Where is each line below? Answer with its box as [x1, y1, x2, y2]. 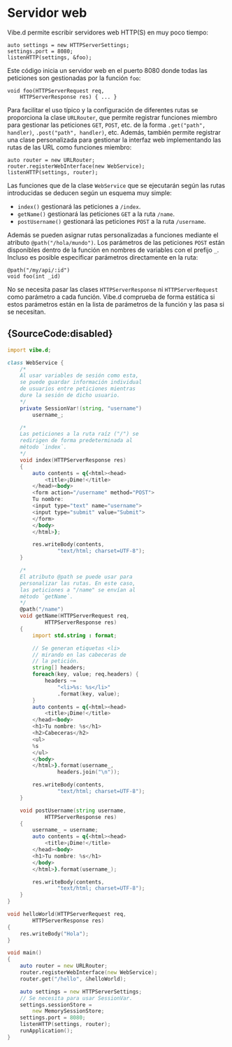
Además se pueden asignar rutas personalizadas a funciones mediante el [7, 230, 219, 239]
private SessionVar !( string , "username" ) [20, 405, 142, 412]
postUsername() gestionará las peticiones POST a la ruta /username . [17, 217, 206, 225]
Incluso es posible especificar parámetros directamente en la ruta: [7, 253, 198, 261]
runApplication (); [20, 1027, 73, 1034]
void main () [7, 949, 42, 956]
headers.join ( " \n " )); [57, 768, 120, 776]
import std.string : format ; [32, 632, 117, 639]
